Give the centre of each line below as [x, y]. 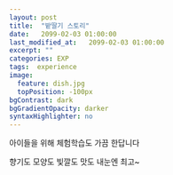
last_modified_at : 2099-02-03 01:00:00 [87, 42]
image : [21, 76]
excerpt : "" [31, 51]
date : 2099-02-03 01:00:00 [63, 34]
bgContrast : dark [41, 100]
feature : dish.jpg [51, 84]
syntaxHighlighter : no [51, 116]
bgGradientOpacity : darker [59, 108]
